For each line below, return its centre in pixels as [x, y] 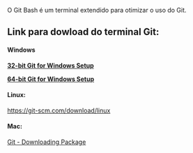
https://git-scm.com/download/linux [59, 110]
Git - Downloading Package [47, 142]
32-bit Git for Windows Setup [51, 65]
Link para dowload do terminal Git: [83, 32]
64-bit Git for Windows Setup [51, 79]
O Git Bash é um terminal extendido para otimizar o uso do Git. [97, 10]
